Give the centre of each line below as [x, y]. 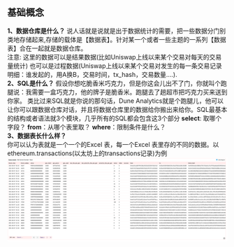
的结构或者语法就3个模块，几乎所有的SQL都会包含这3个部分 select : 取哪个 [115, 118]
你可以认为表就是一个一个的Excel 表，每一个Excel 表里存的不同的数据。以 [113, 144]
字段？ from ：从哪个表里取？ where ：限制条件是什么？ [87, 127]
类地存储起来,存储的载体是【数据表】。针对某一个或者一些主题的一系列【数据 [117, 39]
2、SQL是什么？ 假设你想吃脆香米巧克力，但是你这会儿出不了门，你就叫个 [114, 83]
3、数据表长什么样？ [37, 136]
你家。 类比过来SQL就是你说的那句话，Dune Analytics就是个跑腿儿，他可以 [115, 101]
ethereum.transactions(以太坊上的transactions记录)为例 [87, 153]
